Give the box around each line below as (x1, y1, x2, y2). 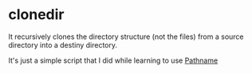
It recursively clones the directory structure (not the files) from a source (8, 32, 245, 41)
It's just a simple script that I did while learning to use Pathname (8, 56, 219, 65)
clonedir (8, 6, 65, 24)
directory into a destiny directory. (8, 40, 118, 49)
